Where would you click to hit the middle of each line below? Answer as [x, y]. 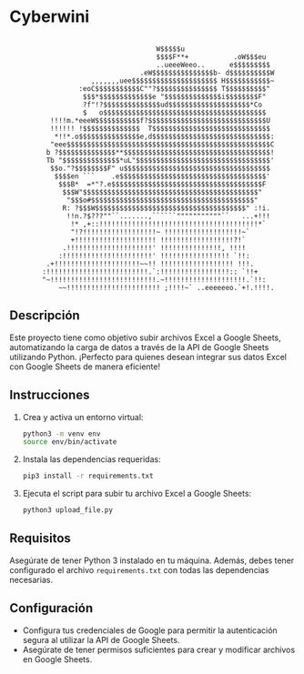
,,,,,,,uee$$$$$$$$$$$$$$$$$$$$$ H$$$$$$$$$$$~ [182, 80]
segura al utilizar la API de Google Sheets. [101, 639]
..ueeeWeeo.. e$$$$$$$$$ [213, 65]
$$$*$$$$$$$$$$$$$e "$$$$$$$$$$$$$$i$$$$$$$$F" [174, 96]
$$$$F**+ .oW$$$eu [211, 56]
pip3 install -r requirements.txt [88, 476]
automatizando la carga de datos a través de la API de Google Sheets [139, 347]
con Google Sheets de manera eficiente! [85, 367]
